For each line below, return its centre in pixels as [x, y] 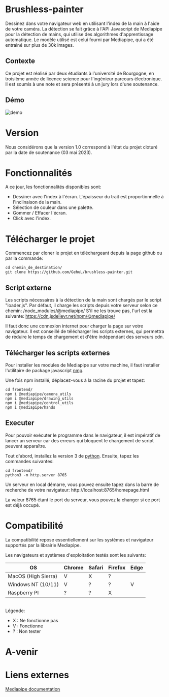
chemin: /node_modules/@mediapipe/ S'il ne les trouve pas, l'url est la [79, 311]
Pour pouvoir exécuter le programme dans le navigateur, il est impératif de [83, 435]
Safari [96, 567]
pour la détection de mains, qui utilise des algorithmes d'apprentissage [79, 34]
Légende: [15, 611]
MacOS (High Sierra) [32, 576]
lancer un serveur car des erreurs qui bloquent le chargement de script [79, 440]
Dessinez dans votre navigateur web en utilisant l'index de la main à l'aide [82, 23]
